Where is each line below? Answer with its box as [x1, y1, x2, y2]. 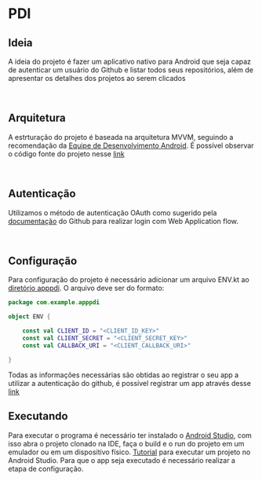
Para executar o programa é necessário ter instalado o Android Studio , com [8, 430, 253, 440]
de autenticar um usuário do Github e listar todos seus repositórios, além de [8, 65, 253, 75]
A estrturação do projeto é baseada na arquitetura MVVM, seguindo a [8, 132, 234, 141]
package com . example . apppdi [8, 299, 100, 307]
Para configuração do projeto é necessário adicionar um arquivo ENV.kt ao [8, 275, 249, 285]
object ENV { [8, 313, 51, 321]
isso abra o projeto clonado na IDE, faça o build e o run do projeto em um [8, 439, 245, 448]
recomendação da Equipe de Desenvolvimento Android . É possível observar [8, 141, 254, 150]
